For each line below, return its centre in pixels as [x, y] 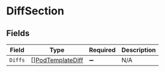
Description [139, 50]
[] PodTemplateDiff [57, 60]
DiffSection [35, 11]
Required [102, 50]
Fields [18, 33]
